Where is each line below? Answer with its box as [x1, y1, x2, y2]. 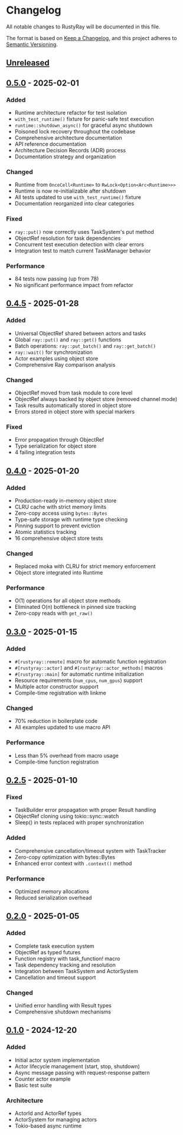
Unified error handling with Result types [14, 1002, 112, 1009]
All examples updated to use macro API [14, 724, 111, 731]
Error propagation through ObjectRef [14, 436, 104, 443]
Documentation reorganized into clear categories [14, 200, 135, 207]
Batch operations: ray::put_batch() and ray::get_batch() [14, 342, 156, 349]
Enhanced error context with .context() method [14, 860, 132, 867]
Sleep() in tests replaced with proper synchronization [14, 819, 144, 826]
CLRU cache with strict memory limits [14, 503, 107, 510]
